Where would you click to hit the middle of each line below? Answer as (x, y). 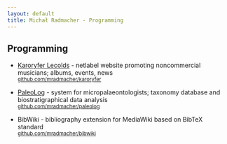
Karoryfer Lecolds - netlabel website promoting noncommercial (109, 65)
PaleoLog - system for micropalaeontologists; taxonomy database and (119, 92)
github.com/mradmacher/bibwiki (56, 134)
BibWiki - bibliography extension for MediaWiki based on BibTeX (110, 120)
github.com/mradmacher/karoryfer (59, 80)
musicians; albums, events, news (65, 73)
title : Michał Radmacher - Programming (66, 20)
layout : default (31, 14)
